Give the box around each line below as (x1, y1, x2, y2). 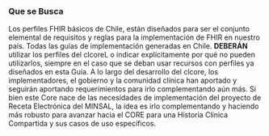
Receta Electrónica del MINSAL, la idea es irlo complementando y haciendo (8, 101, 259, 111)
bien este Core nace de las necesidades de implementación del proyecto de (8, 93, 262, 103)
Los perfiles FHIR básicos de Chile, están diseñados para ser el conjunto (8, 24, 250, 34)
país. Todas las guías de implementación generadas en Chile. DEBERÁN (8, 41, 248, 51)
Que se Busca (8, 6, 64, 17)
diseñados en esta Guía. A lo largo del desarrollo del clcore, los (8, 67, 219, 77)
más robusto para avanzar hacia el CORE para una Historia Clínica (8, 110, 229, 120)
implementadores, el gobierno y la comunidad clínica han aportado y (8, 75, 237, 86)
